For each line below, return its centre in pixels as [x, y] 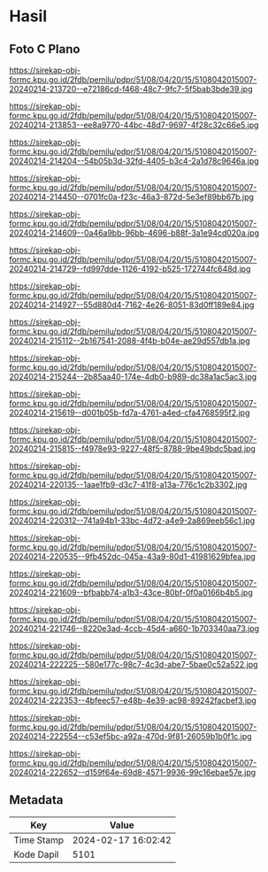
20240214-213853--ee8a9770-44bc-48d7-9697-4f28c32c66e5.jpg [134, 125]
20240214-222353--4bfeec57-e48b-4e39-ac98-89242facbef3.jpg [133, 700]
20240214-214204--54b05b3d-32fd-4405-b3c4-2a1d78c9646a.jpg [134, 161]
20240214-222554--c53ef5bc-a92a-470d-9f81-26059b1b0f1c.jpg [130, 736]
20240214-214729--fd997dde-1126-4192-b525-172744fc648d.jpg [130, 269]
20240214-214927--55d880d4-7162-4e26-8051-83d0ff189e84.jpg [132, 305]
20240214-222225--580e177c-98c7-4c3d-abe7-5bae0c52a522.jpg [134, 664]
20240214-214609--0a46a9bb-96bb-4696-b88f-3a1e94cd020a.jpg [134, 233]
